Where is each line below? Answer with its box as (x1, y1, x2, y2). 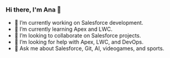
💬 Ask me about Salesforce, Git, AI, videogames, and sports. (14, 45, 165, 52)
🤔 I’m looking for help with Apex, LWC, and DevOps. (14, 39, 144, 46)
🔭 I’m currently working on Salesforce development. (14, 19, 143, 27)
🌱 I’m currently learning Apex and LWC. (14, 25, 113, 33)
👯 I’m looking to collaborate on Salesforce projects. (14, 32, 141, 39)
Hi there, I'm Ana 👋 (5, 5, 61, 14)
